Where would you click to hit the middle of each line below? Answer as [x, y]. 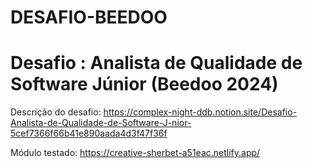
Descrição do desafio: [56, 112]
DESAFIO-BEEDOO [89, 17]
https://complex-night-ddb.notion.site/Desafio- [200, 112]
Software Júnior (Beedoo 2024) [144, 84]
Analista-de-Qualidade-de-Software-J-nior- [101, 123]
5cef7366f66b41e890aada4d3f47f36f [89, 133]
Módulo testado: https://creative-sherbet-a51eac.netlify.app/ [135, 153]
